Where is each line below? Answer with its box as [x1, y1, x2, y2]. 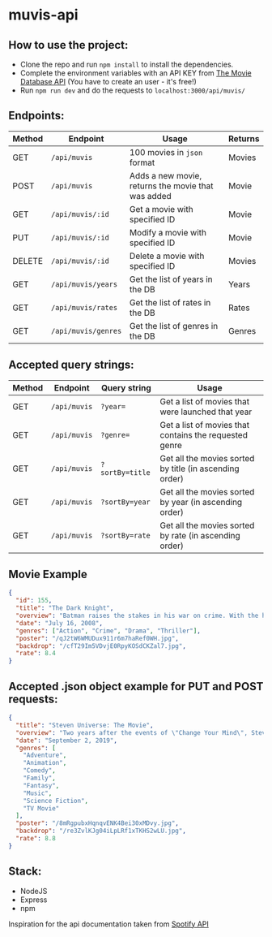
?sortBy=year [100, 497, 151, 507]
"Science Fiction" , [23, 797, 89, 805]
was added [129, 190, 172, 201]
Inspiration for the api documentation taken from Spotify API [8, 919, 209, 929]
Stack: [8, 865, 42, 879]
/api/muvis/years [51, 279, 118, 289]
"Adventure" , [23, 751, 67, 760]
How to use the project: [8, 38, 129, 52]
